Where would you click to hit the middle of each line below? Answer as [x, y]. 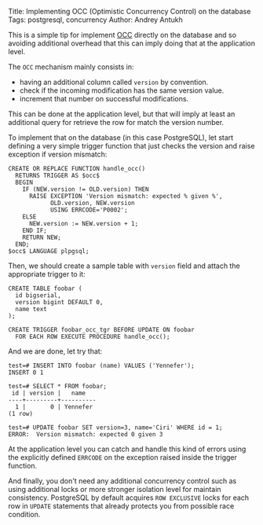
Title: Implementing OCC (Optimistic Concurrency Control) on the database [130, 11]
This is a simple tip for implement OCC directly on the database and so [122, 35]
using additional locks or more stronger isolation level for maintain [115, 489]
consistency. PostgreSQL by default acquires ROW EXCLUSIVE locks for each [129, 497]
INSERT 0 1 [26, 373]
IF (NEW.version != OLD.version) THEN [86, 189]
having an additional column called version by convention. [114, 82]
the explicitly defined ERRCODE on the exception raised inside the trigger [123, 457]
